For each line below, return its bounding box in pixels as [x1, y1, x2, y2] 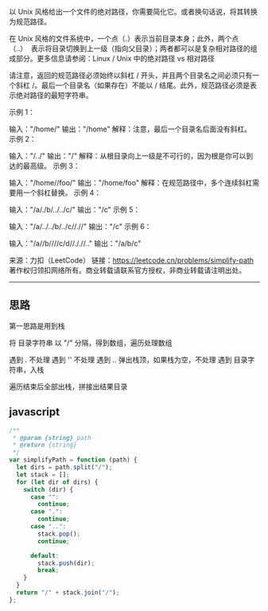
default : [29, 551, 60, 559]
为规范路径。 [9, 17, 51, 26]
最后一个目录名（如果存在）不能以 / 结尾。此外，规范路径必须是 [41, 80, 250, 90]
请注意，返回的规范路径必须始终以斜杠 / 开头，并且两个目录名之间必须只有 [9, 71, 253, 80]
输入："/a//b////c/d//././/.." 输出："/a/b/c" [9, 239, 142, 248]
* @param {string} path [12, 434, 91, 442]
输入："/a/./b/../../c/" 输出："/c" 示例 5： [9, 205, 141, 214]
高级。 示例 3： [29, 162, 80, 170]
